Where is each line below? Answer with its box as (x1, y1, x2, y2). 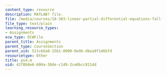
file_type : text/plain (5, 21, 52, 26)
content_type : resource (5, 7, 55, 12)
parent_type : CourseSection (5, 44, 64, 49)
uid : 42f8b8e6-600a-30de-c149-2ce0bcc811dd (5, 62, 97, 67)
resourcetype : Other (5, 53, 48, 58)
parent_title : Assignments (5, 39, 61, 44)
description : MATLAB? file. (5, 12, 64, 17)
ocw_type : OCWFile (5, 35, 43, 40)
